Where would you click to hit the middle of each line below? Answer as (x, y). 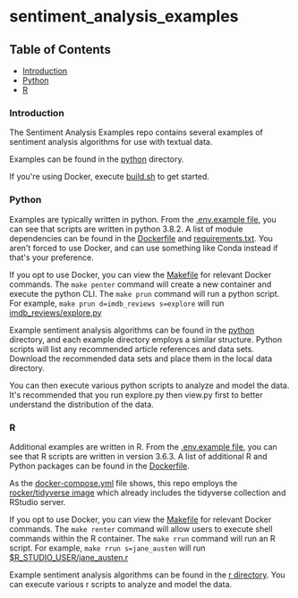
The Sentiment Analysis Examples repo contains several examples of (136, 132)
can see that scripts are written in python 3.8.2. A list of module (126, 229)
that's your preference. (51, 257)
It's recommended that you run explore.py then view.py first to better (136, 394)
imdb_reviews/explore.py (55, 312)
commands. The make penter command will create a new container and (140, 284)
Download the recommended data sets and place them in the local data (141, 358)
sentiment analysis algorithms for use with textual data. (111, 142)
